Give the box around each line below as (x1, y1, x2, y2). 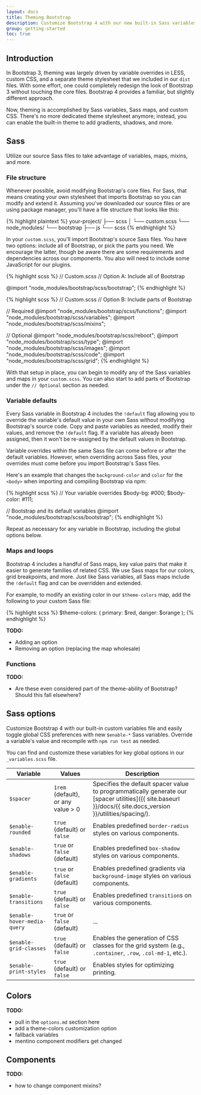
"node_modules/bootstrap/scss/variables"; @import (6, 314, 135, 321)
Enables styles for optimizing (92, 960, 174, 969)
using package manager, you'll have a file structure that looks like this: (6, 206, 179, 213)
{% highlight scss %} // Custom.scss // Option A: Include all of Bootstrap (6, 273, 185, 280)
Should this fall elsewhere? (14, 691, 81, 698)
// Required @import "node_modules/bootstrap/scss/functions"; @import (6, 308, 187, 315)
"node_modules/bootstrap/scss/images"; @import (6, 345, 130, 352)
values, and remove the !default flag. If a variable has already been (6, 429, 173, 436)
